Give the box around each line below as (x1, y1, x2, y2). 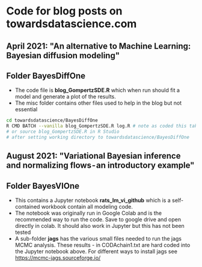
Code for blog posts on (6, 4, 123, 18)
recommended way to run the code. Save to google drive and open (14, 216, 182, 223)
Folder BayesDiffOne (6, 70, 86, 81)
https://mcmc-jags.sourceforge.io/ (14, 254, 101, 262)
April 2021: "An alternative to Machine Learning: (6, 41, 191, 51)
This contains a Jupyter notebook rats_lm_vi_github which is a (14, 197, 171, 204)
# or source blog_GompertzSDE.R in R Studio (6, 129, 120, 135)
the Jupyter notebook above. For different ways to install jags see (14, 248, 177, 255)
